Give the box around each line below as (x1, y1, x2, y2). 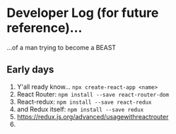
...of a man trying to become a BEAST (6, 43, 117, 51)
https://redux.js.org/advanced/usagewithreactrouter (16, 112, 169, 121)
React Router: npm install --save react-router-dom (16, 90, 170, 98)
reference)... (6, 20, 83, 36)
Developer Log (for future (6, 5, 159, 21)
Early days (6, 63, 54, 75)
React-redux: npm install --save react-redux (16, 97, 152, 106)
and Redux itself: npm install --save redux (16, 104, 144, 114)
